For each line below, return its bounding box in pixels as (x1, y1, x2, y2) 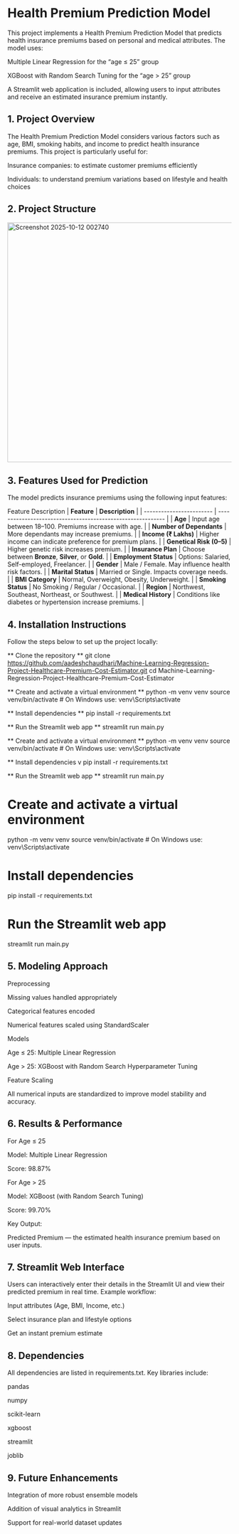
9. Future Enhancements (7, 1471, 119, 1484)
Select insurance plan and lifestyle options (7, 1315, 132, 1324)
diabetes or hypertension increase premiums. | (7, 598, 144, 606)
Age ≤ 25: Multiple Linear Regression (7, 1048, 116, 1057)
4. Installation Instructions (7, 618, 127, 630)
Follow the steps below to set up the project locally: (7, 638, 159, 646)
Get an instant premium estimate (7, 1329, 103, 1338)
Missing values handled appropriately (7, 993, 117, 1001)
